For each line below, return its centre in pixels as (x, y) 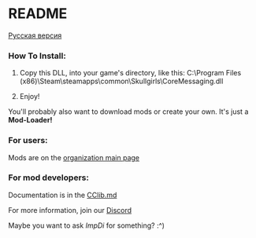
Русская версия (35, 35)
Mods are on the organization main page (74, 157)
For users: (28, 141)
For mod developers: (48, 178)
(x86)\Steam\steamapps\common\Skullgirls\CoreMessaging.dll (121, 81)
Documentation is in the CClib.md (63, 195)
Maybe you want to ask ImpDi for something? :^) (87, 225)
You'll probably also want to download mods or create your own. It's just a (128, 112)
